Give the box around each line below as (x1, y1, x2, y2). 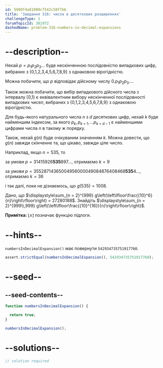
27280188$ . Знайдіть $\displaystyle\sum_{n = (52, 198, 145, 204)
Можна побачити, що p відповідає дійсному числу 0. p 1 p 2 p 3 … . (5, 78, 134, 85)
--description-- (5, 46, 69, 58)
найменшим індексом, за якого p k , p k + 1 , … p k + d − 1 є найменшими (5, 119, 143, 126)
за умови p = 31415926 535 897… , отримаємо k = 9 (5, 159, 110, 165)
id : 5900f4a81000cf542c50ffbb (5, 7, 67, 12)
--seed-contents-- (5, 291, 63, 299)
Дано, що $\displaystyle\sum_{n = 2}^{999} (5, 192, 94, 198)
